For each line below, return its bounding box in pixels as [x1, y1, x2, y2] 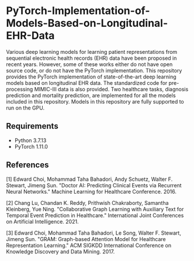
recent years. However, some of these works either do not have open [6, 60, 173, 68]
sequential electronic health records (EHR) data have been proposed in [6, 54, 177, 61]
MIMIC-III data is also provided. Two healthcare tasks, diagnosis [34, 85, 189, 92]
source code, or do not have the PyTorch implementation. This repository [6, 67, 182, 74]
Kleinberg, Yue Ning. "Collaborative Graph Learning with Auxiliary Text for [6, 205, 184, 212]
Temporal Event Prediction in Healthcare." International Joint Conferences [6, 212, 184, 219]
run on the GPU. [6, 104, 45, 111]
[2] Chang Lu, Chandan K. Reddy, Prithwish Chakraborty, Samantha [6, 199, 169, 206]
